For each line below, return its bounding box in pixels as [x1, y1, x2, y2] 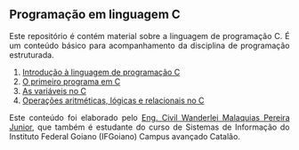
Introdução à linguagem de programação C [21, 67, 181, 77]
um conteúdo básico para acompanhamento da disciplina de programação [9, 40, 290, 51]
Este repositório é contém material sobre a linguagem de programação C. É [9, 30, 290, 41]
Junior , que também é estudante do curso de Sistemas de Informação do [9, 122, 290, 132]
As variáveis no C [21, 85, 87, 96]
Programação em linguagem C [9, 7, 181, 22]
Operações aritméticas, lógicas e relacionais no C [21, 95, 205, 106]
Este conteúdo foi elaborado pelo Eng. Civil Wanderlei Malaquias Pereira [9, 112, 290, 122]
